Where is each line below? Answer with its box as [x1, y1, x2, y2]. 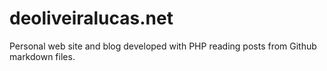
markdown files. [9, 50, 76, 62]
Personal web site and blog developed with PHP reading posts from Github [9, 40, 317, 52]
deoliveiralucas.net [9, 7, 174, 30]
